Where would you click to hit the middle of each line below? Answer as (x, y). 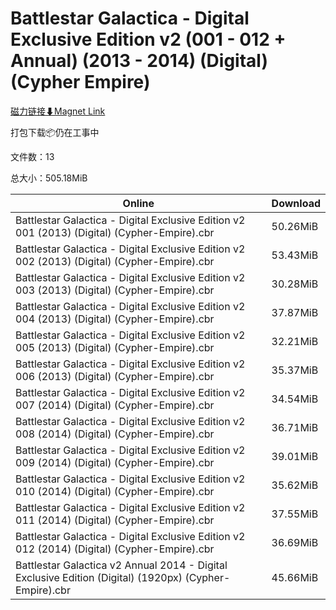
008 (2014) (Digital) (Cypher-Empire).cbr (115, 434)
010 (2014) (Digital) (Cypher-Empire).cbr (115, 491)
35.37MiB (295, 370)
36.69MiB (295, 542)
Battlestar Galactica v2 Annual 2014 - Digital (121, 565)
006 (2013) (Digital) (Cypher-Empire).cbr (115, 376)
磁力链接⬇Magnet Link (58, 111)
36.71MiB (295, 427)
